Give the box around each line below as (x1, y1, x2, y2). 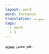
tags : (5, 20, 16, 26)
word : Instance (5, 12, 36, 17)
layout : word (5, 7, 32, 12)
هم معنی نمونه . (5, 43, 33, 49)
